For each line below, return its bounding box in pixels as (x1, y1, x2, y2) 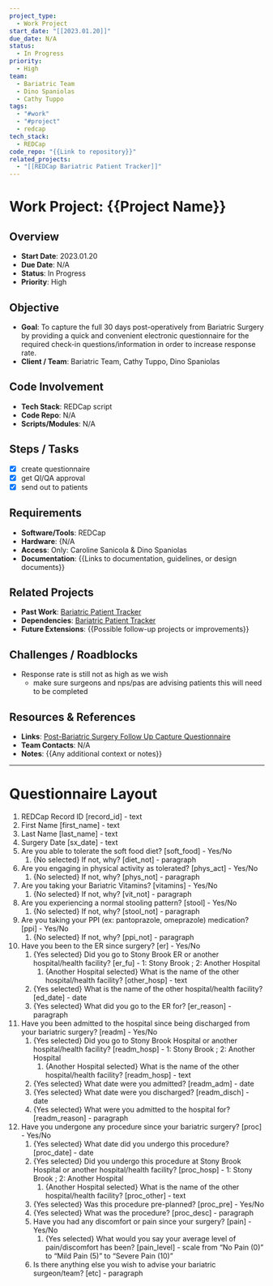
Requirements (9, 506, 82, 520)
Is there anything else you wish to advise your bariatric (32, 1259, 216, 1269)
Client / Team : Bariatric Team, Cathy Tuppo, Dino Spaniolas (20, 356, 220, 366)
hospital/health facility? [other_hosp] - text (45, 975, 188, 985)
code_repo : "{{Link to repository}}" (9, 148, 137, 156)
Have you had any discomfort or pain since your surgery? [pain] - (32, 1216, 252, 1226)
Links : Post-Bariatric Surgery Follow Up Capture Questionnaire (20, 731, 231, 741)
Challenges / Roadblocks (9, 648, 139, 662)
